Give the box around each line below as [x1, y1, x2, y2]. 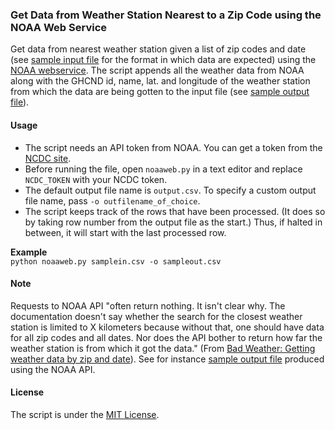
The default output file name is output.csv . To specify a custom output [24, 184, 317, 196]
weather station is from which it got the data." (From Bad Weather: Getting [10, 342, 316, 354]
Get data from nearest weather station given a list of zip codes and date [10, 43, 307, 55]
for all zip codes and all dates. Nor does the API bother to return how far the [10, 331, 323, 343]
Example [10, 246, 48, 258]
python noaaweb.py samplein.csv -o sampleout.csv [10, 256, 222, 267]
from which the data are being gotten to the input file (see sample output [10, 86, 310, 98]
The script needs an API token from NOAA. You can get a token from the [24, 141, 323, 153]
